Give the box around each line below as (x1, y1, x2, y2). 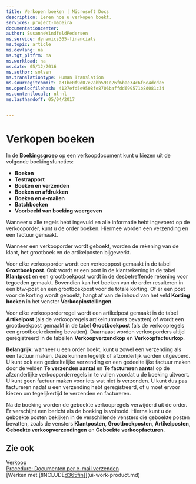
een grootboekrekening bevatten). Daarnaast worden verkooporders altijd (6, 328, 185, 335)
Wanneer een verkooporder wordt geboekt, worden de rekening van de (6, 243, 179, 250)
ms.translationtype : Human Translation (6, 74, 104, 80)
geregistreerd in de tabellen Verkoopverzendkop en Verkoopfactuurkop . (6, 334, 185, 341)
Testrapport (14, 175, 45, 183)
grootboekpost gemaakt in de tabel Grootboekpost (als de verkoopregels (6, 322, 184, 329)
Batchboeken (14, 201, 48, 208)
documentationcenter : (6, 25, 59, 31)
